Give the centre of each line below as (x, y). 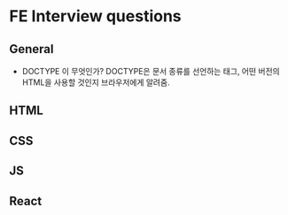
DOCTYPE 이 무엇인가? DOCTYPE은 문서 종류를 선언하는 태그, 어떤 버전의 (151, 71)
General (32, 49)
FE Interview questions (95, 16)
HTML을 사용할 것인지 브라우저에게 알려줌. (96, 82)
